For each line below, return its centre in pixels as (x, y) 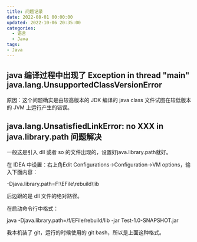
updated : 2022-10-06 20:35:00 (44, 22)
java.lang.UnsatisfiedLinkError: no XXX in (85, 126)
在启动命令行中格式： (32, 209)
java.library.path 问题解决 (54, 137)
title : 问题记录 (25, 12)
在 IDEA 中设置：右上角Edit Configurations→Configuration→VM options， (96, 165)
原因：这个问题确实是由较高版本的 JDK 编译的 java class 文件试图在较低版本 (99, 100)
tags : (13, 45)
